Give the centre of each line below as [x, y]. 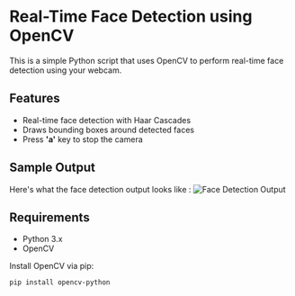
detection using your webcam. [66, 70]
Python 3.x [42, 239]
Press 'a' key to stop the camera [83, 139]
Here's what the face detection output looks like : [100, 189]
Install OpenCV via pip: [52, 266]
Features [35, 99]
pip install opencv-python [60, 283]
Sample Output [53, 168]
